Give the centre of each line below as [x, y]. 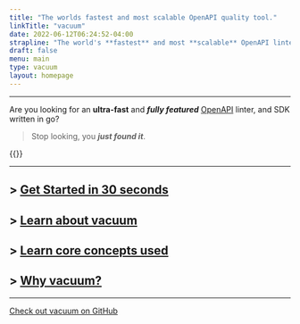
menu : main [29, 59]
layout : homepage [42, 76]
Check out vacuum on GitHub [64, 311]
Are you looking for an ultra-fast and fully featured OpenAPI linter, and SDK [150, 109]
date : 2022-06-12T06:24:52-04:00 [71, 34]
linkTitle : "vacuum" [48, 26]
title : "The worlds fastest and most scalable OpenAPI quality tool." [143, 17]
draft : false [33, 51]
